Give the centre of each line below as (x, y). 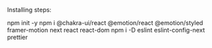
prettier (17, 37)
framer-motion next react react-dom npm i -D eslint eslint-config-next (106, 30)
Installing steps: (29, 10)
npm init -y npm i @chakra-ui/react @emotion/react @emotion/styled (105, 23)
